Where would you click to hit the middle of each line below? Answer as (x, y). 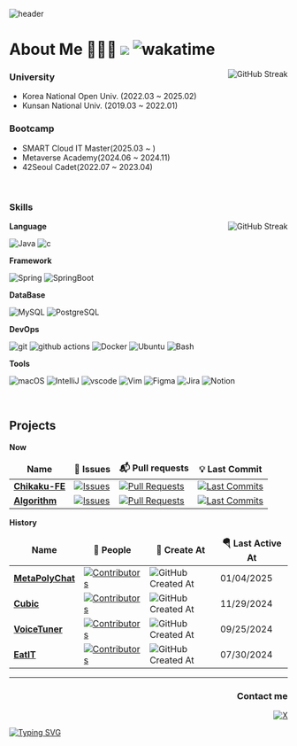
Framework (30, 260)
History (23, 522)
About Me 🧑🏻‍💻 (63, 50)
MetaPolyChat (44, 578)
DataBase (27, 295)
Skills (21, 206)
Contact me (262, 695)
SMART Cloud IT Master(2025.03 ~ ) (89, 148)
